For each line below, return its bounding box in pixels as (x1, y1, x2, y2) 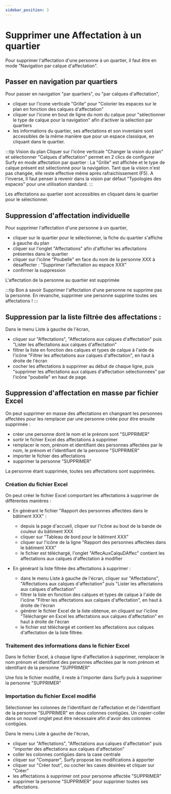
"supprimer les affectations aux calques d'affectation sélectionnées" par (12, 368, 166, 375)
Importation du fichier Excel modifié (5, 692, 96, 700)
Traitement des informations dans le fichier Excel (5, 642, 130, 650)
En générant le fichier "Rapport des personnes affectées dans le (12, 508, 148, 514)
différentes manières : (5, 498, 52, 504)
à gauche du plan (12, 240, 50, 246)
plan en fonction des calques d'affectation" (12, 106, 104, 112)
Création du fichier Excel (5, 481, 68, 488)
